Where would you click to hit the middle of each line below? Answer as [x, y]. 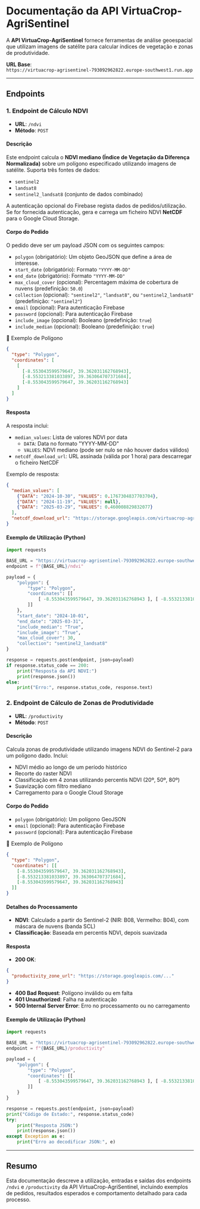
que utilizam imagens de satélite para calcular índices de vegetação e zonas [100, 47]
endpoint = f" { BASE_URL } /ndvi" [45, 566]
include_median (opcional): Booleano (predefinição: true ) [85, 327]
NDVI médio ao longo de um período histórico [71, 767]
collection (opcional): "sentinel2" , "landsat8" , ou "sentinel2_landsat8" [104, 295]
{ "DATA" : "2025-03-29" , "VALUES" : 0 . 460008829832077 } [85, 507]
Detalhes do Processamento [42, 907]
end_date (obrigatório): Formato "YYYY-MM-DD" [70, 276]
